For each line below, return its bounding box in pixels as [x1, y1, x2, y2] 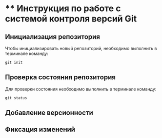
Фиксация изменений [5, 125, 76, 134]
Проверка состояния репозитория [5, 73, 116, 82]
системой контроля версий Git [5, 13, 137, 24]
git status [5, 95, 27, 100]
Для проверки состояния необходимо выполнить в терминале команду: [5, 86, 157, 92]
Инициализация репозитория [5, 33, 100, 41]
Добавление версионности [5, 109, 94, 117]
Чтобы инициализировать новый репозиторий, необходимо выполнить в [5, 46, 157, 51]
